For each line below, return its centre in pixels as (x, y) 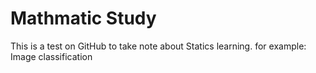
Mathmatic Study (83, 18)
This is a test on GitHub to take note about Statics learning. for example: (158, 46)
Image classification (51, 56)
